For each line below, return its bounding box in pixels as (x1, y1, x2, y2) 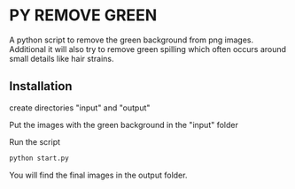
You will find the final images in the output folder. (9, 170, 188, 180)
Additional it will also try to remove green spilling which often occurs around (9, 43, 286, 54)
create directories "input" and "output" (9, 102, 151, 113)
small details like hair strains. (9, 53, 114, 64)
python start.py (9, 154, 69, 163)
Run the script (9, 136, 60, 147)
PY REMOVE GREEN (9, 5, 158, 26)
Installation (9, 79, 73, 94)
